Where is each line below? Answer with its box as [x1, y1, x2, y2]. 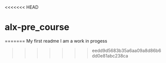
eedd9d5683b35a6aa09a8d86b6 [92, 47, 161, 54]
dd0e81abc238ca [92, 53, 128, 59]
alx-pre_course [5, 22, 70, 33]
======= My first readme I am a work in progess [5, 38, 107, 44]
